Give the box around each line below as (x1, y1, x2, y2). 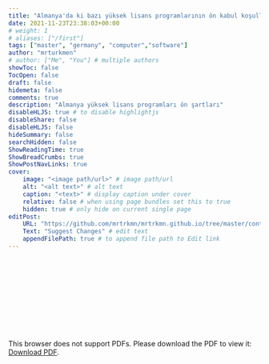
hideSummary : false (8, 130, 74, 138)
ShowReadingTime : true (8, 146, 84, 154)
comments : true (8, 94, 59, 102)
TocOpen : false (8, 71, 59, 79)
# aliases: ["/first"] (8, 34, 84, 42)
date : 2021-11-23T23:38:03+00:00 (8, 19, 120, 27)
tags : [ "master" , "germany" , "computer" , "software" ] (8, 42, 188, 50)
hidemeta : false (8, 86, 62, 94)
